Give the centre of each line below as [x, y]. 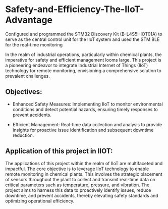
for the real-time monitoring [34, 44]
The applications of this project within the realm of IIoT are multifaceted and [84, 163]
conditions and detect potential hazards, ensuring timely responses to [85, 109]
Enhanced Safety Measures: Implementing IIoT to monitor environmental [88, 104]
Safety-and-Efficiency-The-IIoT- [75, 9]
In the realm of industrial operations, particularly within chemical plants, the [83, 55]
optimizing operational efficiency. [40, 201]
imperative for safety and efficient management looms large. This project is [83, 60]
